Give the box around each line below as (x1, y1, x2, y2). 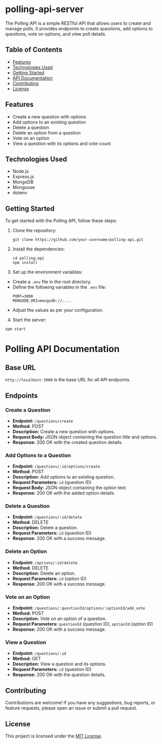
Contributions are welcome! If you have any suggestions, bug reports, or (5, 700, 155, 706)
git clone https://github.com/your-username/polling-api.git (12, 237, 144, 242)
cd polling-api (12, 256, 45, 261)
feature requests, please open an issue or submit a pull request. (5, 705, 137, 711)
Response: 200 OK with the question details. (12, 671, 106, 678)
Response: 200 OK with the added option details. (12, 490, 116, 496)
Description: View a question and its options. (12, 661, 107, 667)
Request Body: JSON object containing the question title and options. (12, 434, 157, 440)
